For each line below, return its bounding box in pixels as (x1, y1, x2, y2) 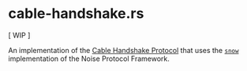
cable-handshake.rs (8, 5, 144, 23)
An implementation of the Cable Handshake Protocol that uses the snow (8, 45, 239, 55)
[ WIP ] (8, 30, 31, 40)
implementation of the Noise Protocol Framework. (8, 54, 170, 63)
